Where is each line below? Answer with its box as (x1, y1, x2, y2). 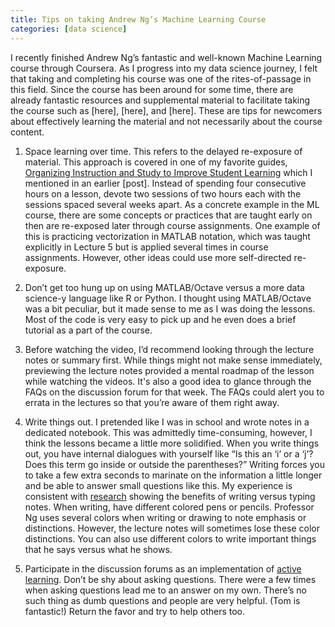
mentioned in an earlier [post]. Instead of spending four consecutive (24, 177, 307, 189)
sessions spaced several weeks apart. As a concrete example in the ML (24, 198, 320, 210)
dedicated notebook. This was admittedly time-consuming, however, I (24, 426, 313, 438)
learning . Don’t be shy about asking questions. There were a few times (24, 573, 317, 585)
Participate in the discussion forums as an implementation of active (24, 562, 302, 575)
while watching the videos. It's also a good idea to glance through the (24, 375, 312, 387)
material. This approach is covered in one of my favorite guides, (24, 156, 288, 168)
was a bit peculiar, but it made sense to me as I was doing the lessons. (24, 302, 316, 315)
